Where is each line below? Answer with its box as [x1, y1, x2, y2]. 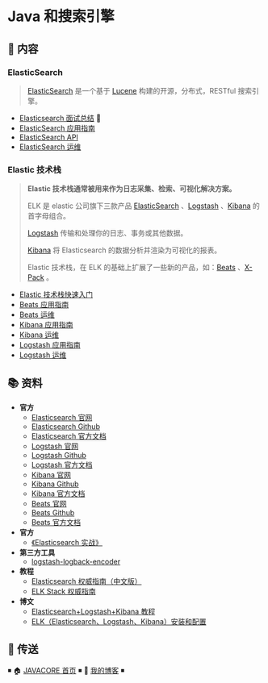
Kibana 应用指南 [19, 320, 73, 330]
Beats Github [31, 507, 75, 517]
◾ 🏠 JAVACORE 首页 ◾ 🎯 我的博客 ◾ [7, 665, 125, 675]
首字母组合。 [27, 211, 70, 221]
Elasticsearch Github [31, 421, 100, 431]
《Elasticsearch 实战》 [31, 537, 103, 547]
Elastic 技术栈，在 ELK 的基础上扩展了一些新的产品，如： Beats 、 [27, 263, 245, 273]
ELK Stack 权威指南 [31, 586, 96, 596]
